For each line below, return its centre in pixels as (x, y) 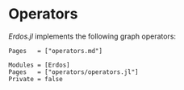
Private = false (36, 79)
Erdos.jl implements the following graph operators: (92, 36)
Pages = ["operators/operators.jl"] (73, 72)
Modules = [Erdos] (39, 65)
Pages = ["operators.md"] (56, 51)
